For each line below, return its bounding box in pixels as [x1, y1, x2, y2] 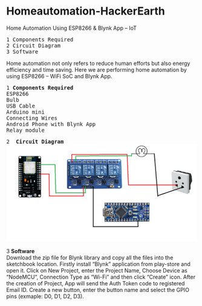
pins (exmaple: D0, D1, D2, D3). [6, 293, 85, 300]
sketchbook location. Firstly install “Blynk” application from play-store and [6, 260, 191, 268]
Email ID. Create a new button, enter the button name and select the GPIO [6, 286, 189, 293]
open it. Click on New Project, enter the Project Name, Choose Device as [6, 267, 187, 274]
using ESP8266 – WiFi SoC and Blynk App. [6, 72, 112, 80]
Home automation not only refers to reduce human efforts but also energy [6, 59, 191, 67]
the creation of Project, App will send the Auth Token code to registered [6, 279, 185, 287]
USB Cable [6, 102, 35, 109]
